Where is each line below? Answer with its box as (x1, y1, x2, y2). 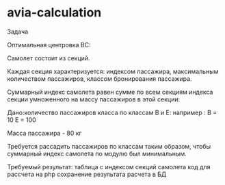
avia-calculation (7, 5, 102, 21)
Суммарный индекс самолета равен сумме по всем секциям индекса (7, 88, 213, 96)
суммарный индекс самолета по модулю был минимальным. (7, 149, 187, 158)
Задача (7, 27, 29, 36)
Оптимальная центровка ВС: (7, 40, 91, 49)
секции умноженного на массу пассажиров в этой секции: (7, 95, 180, 103)
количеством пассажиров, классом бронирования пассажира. (7, 74, 193, 83)
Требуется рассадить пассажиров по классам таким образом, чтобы (7, 142, 211, 150)
